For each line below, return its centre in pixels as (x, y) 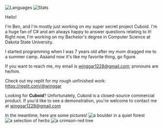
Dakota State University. (29, 42)
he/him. (13, 71)
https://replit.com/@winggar (33, 86)
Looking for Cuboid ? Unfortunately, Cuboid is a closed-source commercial (80, 96)
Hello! (11, 17)
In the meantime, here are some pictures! (46, 115)
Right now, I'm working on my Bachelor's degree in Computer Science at (78, 37)
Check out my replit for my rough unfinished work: (55, 81)
